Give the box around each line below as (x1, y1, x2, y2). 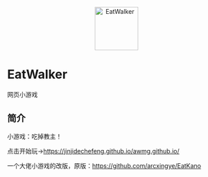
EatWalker (7, 66, 68, 82)
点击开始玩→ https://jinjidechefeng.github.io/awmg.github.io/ (7, 147, 180, 155)
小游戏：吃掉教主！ (7, 132, 62, 140)
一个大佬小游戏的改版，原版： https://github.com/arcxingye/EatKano (7, 161, 202, 169)
